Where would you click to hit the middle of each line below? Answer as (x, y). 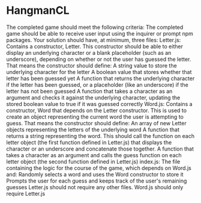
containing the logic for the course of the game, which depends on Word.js (99, 168)
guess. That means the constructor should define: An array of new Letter (97, 123)
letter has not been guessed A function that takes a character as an (89, 91)
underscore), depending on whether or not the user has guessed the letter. (99, 59)
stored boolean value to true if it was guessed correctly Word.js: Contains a (100, 104)
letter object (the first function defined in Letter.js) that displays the (89, 142)
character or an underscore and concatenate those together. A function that (100, 149)
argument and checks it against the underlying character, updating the (93, 98)
